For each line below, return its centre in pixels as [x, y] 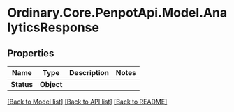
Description [89, 73]
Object [51, 85]
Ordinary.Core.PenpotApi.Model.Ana [117, 13]
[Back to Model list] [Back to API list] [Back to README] [87, 102]
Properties [31, 53]
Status [22, 85]
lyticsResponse [53, 27]
